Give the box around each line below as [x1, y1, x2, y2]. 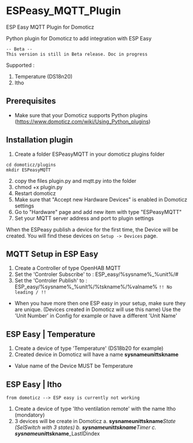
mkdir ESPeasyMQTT [6, 167, 51, 173]
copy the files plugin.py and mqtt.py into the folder [14, 177, 137, 184]
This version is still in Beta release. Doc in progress [6, 51, 148, 57]
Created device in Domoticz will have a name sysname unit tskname [14, 351, 179, 358]
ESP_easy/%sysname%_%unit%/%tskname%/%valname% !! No [14, 283, 173, 291]
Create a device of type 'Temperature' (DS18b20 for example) [14, 345, 164, 352]
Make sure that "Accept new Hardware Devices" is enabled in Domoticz [14, 196, 188, 203]
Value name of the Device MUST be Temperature [14, 362, 133, 370]
